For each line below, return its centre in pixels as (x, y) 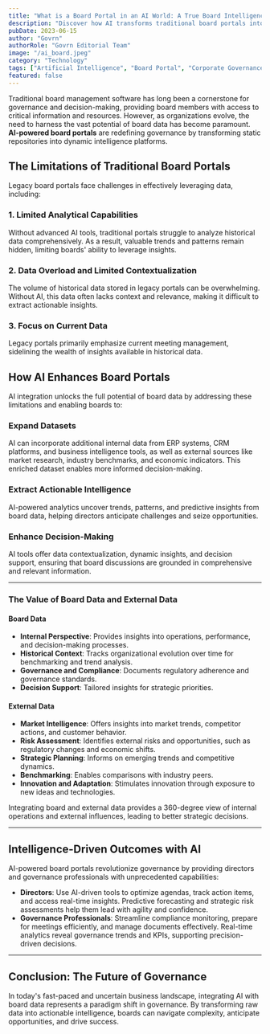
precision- (226, 935)
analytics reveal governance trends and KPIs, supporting (114, 935)
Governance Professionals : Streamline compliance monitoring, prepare (139, 918)
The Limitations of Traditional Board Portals (119, 167)
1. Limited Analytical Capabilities (73, 215)
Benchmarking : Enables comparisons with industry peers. (117, 775)
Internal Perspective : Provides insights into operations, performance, (135, 636)
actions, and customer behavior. (73, 733)
